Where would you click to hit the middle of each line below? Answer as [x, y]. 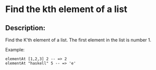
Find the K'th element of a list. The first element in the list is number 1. [78, 40]
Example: [15, 50]
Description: [25, 28]
